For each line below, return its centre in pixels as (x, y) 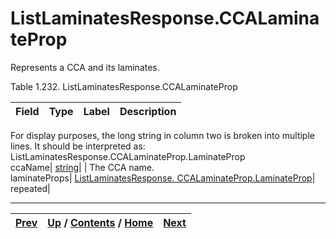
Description (148, 111)
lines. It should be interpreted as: (78, 146)
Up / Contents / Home (100, 222)
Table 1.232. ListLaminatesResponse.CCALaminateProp (124, 86)
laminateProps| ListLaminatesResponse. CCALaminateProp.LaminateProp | (163, 178)
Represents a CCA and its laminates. (85, 67)
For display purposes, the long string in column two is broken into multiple (162, 135)
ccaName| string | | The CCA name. (82, 167)
